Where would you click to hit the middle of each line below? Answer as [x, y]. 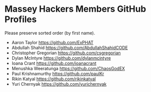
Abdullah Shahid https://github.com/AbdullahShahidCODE [70, 47]
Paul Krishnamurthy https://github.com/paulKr [58, 73]
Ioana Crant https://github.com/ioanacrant [54, 63]
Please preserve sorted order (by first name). [50, 33]
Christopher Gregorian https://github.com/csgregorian [66, 53]
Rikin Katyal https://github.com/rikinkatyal [54, 79]
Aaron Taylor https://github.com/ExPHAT [52, 42]
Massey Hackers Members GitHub [75, 9]
